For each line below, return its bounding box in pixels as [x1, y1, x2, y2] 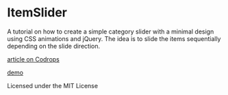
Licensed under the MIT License [7, 81, 98, 90]
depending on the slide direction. [7, 42, 101, 50]
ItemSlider [7, 5, 67, 21]
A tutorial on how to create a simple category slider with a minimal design [7, 27, 214, 36]
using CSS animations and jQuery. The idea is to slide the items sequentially [7, 34, 221, 42]
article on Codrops [7, 55, 60, 63]
